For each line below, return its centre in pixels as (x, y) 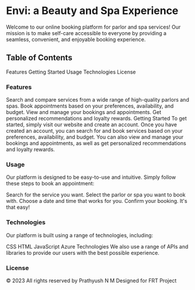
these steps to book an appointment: (50, 184)
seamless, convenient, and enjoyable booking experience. (76, 39)
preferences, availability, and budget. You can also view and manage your (95, 137)
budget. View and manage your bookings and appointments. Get (84, 112)
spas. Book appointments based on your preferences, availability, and (90, 106)
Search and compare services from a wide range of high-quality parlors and (98, 100)
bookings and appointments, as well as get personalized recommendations (96, 143)
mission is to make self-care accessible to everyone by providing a (86, 33)
